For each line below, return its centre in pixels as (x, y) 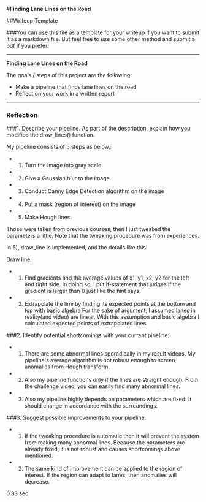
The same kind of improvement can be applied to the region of (103, 469)
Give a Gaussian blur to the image (67, 178)
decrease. (37, 482)
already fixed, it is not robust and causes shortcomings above (102, 449)
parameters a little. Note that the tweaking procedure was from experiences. (103, 236)
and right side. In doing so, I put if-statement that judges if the (103, 284)
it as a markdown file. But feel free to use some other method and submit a (101, 39)
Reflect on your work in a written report (65, 93)
